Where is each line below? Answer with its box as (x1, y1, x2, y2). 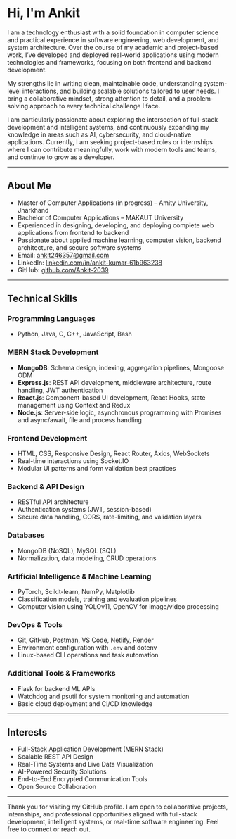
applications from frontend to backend (17, 228, 129, 236)
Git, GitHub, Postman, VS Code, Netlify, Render (17, 636, 155, 645)
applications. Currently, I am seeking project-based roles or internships (7, 137, 213, 146)
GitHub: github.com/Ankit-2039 (17, 265, 109, 274)
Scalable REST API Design (17, 752, 93, 761)
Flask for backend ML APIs (17, 684, 96, 693)
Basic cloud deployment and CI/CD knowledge (17, 699, 153, 708)
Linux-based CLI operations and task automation (17, 651, 159, 660)
